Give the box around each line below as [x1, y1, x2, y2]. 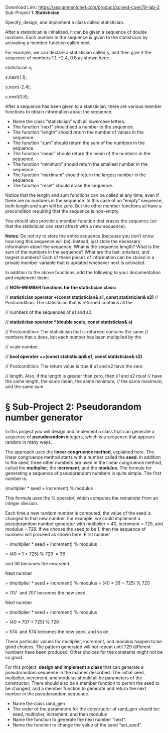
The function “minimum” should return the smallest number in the [12, 161, 148, 167]
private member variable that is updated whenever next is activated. [5, 260, 146, 266]
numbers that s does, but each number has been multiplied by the [5, 334, 141, 340]
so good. [5, 654, 24, 660]
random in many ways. [5, 439, 52, 445]
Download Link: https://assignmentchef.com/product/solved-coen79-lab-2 [5, 5, 160, 10]
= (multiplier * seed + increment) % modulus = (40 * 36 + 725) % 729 [5, 580, 150, 586]
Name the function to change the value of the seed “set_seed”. [12, 721, 142, 727]
